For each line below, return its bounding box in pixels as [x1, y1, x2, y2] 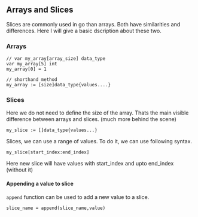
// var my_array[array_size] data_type [6, 56, 106, 62]
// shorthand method [6, 77, 58, 83]
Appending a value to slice [6, 180, 74, 187]
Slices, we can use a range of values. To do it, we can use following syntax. [6, 138, 193, 145]
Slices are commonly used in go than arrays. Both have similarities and [6, 20, 181, 28]
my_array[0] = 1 [6, 66, 47, 73]
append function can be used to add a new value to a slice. [6, 193, 150, 200]
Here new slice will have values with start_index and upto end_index [6, 160, 174, 167]
